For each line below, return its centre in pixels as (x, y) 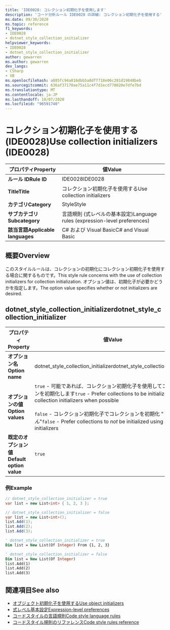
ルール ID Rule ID (27, 179)
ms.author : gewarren (27, 62)
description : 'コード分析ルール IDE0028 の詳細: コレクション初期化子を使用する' (84, 15)
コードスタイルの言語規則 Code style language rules (67, 616)
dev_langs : (17, 66)
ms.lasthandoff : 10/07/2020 (35, 99)
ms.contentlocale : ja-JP (31, 95)
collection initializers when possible (77, 400)
